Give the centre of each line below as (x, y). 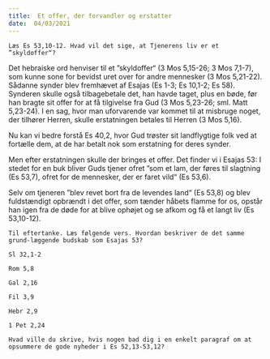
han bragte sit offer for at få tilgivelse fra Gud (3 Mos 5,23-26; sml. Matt (128, 102)
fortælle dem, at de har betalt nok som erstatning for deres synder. (120, 143)
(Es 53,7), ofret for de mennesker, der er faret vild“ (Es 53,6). (110, 177)
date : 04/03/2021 (39, 24)
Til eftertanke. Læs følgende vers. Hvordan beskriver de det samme (126, 233)
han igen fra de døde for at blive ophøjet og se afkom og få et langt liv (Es (131, 209)
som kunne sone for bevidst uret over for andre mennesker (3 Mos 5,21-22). (135, 76)
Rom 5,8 (21, 268)
